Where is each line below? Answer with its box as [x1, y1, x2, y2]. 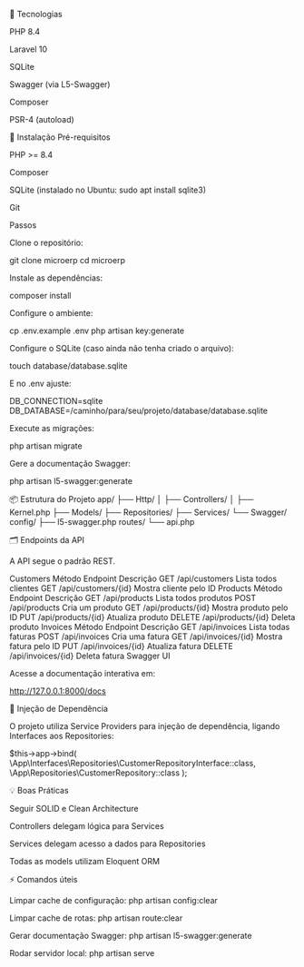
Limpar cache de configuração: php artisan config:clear [9, 895, 218, 905]
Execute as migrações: [9, 423, 95, 433]
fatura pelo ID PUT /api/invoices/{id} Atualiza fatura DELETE [9, 641, 233, 651]
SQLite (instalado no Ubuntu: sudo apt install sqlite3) [9, 184, 207, 195]
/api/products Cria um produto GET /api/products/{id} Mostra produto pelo [9, 602, 289, 613]
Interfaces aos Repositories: [9, 731, 114, 741]
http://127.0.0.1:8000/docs [9, 686, 106, 696]
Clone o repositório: [9, 237, 83, 248]
